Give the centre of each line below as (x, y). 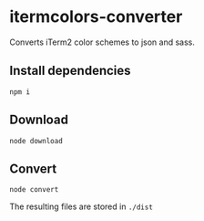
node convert (34, 190)
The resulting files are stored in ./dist (81, 206)
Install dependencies (70, 71)
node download (36, 141)
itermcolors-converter (96, 17)
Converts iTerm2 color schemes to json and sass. (102, 42)
